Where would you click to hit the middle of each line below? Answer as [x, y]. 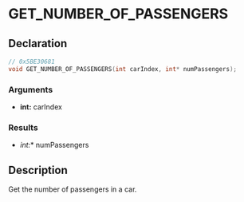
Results [23, 127]
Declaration [38, 44]
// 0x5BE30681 [32, 61]
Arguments [31, 89]
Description [38, 170]
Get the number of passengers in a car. [73, 189]
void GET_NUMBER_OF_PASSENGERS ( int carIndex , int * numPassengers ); [123, 69]
